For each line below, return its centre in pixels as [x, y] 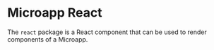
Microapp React [55, 13]
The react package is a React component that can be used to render [107, 32]
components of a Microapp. [48, 39]
